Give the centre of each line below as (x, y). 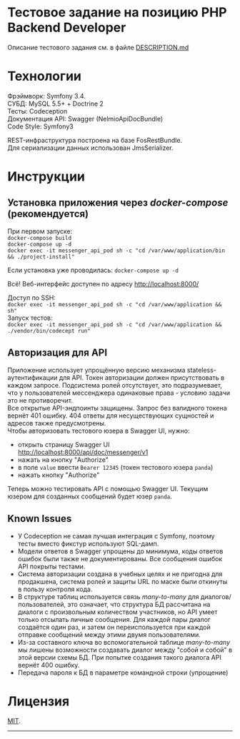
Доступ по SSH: (31, 298)
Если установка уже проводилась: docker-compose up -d (93, 270)
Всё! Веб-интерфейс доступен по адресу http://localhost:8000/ (103, 283)
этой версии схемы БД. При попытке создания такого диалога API (119, 657)
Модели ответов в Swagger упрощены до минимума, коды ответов (120, 551)
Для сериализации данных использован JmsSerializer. (90, 148)
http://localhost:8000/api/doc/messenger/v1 (83, 452)
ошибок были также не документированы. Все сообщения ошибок (120, 558)
